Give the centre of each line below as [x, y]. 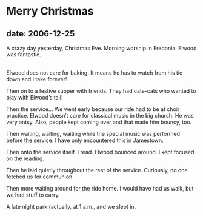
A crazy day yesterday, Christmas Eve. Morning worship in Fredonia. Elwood [101, 48]
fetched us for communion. [40, 177]
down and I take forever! [37, 79]
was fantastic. [24, 55]
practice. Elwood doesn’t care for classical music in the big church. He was [100, 116]
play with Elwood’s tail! [35, 97]
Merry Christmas [50, 11]
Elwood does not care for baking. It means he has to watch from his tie [95, 73]
